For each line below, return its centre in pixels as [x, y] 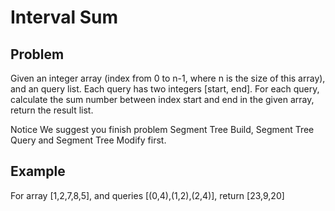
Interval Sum [64, 17]
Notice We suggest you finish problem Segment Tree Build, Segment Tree [162, 129]
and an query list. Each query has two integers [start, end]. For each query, [165, 89]
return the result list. [52, 110]
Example [38, 171]
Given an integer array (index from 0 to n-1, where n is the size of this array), [168, 78]
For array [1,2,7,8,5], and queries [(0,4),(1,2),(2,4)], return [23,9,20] [147, 195]
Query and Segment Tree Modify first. [88, 140]
